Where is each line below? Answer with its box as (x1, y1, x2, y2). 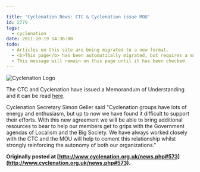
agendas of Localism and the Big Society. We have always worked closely (6, 129, 187, 136)
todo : (6, 42, 20, 47)
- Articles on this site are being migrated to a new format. (11, 47, 169, 53)
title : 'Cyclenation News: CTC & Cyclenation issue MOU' (6, 14, 151, 20)
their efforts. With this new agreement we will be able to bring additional (6, 116, 183, 123)
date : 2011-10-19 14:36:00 (6, 36, 73, 42)
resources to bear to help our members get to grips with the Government (6, 122, 185, 129)
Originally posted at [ (6, 152, 60, 160)
